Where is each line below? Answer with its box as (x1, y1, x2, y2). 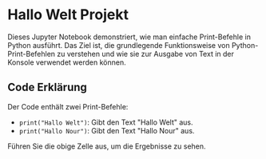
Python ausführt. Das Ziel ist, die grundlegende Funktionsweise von (7, 40, 230, 50)
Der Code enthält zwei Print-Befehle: (7, 101, 129, 111)
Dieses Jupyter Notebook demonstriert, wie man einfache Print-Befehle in (7, 32, 251, 42)
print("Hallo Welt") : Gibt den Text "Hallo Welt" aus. (18, 117, 193, 127)
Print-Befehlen (7, 49, 56, 58)
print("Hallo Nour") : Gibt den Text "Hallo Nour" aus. (18, 125, 195, 135)
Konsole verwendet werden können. (7, 58, 126, 67)
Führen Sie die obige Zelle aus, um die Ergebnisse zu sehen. (7, 141, 206, 151)
